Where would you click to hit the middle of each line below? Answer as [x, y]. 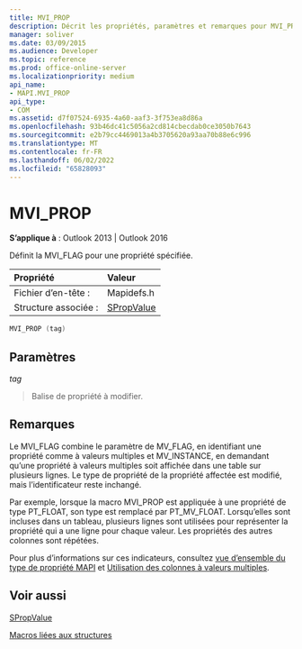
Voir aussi [38, 596]
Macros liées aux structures [61, 635]
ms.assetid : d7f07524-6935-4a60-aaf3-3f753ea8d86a [106, 118]
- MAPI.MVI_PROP [40, 93]
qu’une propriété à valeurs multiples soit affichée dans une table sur [135, 465]
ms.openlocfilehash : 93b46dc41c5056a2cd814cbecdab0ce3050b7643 [130, 127]
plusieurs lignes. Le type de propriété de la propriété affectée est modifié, [146, 475]
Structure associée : [56, 307]
